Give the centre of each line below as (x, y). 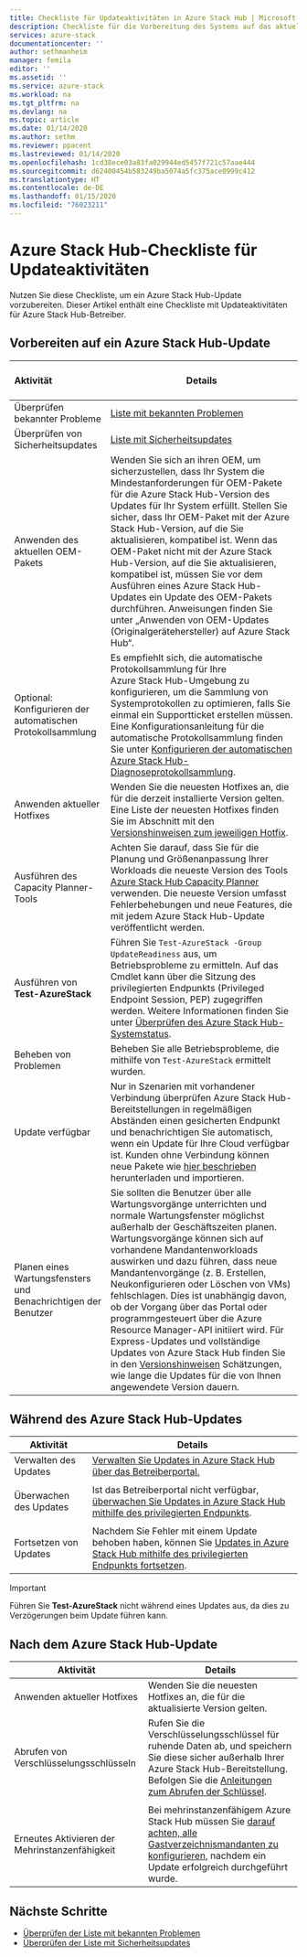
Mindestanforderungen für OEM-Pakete (196, 483)
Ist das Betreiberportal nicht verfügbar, (175, 1490)
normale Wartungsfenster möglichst (187, 1215)
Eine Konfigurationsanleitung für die (187, 726)
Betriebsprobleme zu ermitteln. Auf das (194, 965)
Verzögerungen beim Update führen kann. (89, 1616)
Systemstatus (139, 1033)
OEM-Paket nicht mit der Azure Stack (191, 551)
